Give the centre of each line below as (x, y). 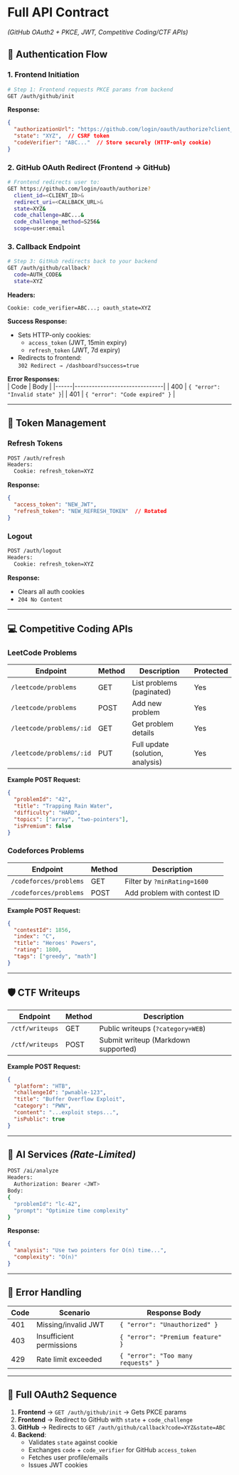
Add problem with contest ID (172, 892)
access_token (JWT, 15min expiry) (78, 342)
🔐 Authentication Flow (58, 54)
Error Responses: (34, 379)
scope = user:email (39, 228)
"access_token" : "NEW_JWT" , (55, 505)
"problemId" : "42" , (43, 800)
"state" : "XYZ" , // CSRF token (62, 136)
